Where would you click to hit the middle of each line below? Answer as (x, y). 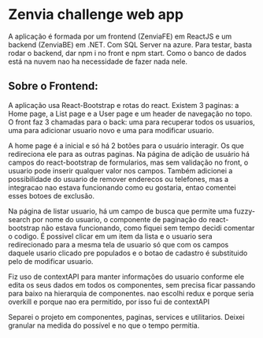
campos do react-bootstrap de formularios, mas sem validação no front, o (128, 162)
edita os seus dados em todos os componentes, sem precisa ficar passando (132, 284)
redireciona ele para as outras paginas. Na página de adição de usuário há (129, 154)
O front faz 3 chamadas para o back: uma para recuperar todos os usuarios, (132, 122)
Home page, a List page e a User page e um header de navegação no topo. (130, 113)
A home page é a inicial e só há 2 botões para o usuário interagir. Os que (126, 145)
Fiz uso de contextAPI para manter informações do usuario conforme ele (126, 277)
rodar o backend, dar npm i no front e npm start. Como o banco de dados (127, 53)
